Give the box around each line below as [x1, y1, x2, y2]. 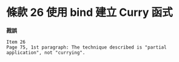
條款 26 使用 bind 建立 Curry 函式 [6, 5, 173, 19]
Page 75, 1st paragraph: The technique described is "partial [6, 44, 167, 50]
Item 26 [6, 39, 26, 45]
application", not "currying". [6, 49, 86, 55]
